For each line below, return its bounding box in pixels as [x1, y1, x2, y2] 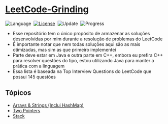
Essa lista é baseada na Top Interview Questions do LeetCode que [12, 68, 152, 75]
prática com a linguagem [12, 63, 65, 69]
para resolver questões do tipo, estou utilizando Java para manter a [12, 57, 154, 63]
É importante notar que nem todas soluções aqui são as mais [12, 41, 141, 47]
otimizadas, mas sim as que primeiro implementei [12, 46, 116, 53]
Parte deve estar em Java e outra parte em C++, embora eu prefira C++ [12, 52, 163, 58]
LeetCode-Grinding [5, 4, 89, 15]
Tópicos [5, 88, 31, 97]
